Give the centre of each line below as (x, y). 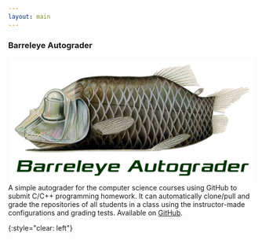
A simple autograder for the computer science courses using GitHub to (123, 187)
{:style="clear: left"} (40, 227)
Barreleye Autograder (50, 45)
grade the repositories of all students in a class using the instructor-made (127, 204)
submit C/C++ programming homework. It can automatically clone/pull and (129, 196)
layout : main (29, 17)
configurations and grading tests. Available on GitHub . (95, 212)
